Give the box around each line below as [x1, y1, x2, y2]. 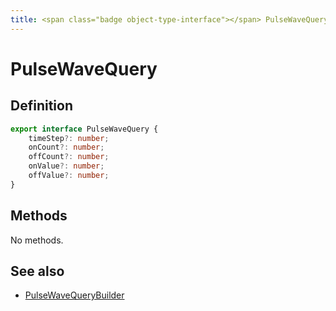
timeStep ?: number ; [28, 133, 110, 143]
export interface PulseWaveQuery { [10, 124, 159, 134]
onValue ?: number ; [28, 161, 105, 171]
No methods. [10, 234, 64, 246]
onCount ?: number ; [28, 142, 105, 153]
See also [10, 262, 65, 280]
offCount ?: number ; [28, 152, 110, 162]
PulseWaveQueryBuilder [24, 289, 125, 301]
